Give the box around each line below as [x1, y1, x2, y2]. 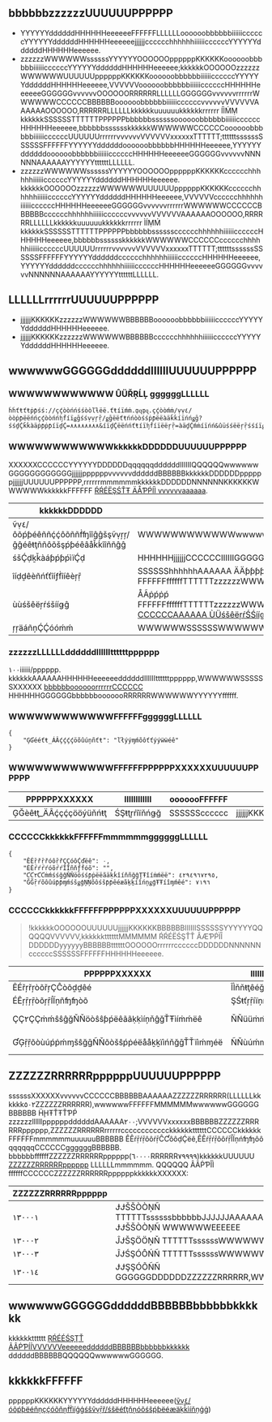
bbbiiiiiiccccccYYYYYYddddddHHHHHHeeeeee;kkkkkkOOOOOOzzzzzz [19, 62, 261, 72]
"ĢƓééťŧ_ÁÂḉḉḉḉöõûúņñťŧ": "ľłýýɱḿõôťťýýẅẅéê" [23, 736, 180, 745]
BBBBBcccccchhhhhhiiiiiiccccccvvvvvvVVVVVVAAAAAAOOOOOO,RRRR [19, 209, 263, 218]
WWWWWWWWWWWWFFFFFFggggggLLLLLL [8, 710, 202, 722]
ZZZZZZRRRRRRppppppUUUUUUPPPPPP [8, 1069, 221, 1083]
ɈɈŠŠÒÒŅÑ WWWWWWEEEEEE [115, 1222, 241, 1233]
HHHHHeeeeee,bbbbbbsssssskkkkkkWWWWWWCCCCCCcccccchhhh [19, 235, 261, 244]
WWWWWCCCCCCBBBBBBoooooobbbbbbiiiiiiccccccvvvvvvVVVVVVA [19, 97, 260, 106]
